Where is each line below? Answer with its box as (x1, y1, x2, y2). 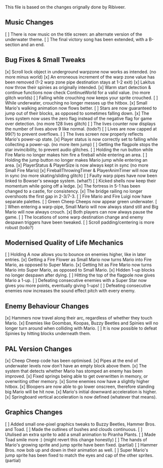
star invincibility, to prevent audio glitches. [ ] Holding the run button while (5, 147, 153, 152)
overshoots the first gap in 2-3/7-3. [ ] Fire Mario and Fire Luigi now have (5, 193, 152, 199)
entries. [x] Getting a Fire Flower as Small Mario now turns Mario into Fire (5, 256, 152, 263)
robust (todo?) (5, 224, 34, 230)
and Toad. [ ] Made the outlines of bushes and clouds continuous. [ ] (5, 426, 143, 432)
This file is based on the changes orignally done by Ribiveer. (5, 4, 126, 10)
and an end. (21, 42, 45, 47)
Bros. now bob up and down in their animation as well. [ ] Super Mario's (5, 447, 148, 453)
